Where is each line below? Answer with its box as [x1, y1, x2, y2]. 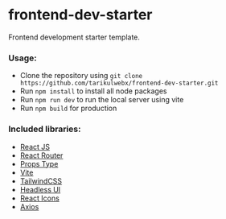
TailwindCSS [19, 176, 63, 186]
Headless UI [19, 184, 61, 194]
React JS [19, 142, 51, 151]
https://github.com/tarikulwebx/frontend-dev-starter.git [19, 79, 219, 88]
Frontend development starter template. [8, 32, 141, 42]
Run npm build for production [19, 103, 117, 114]
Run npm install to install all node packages [19, 86, 167, 96]
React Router [19, 151, 64, 160]
